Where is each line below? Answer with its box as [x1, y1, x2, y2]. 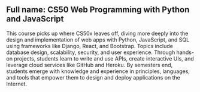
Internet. [6, 80, 28, 87]
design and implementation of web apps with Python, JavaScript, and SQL [6, 36, 190, 43]
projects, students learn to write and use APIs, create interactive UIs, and [14, 55, 194, 62]
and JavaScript [6, 14, 64, 24]
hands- [176, 49, 195, 56]
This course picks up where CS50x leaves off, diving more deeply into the [6, 30, 189, 37]
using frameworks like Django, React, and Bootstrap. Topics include [6, 42, 174, 49]
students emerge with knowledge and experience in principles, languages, [6, 68, 190, 75]
